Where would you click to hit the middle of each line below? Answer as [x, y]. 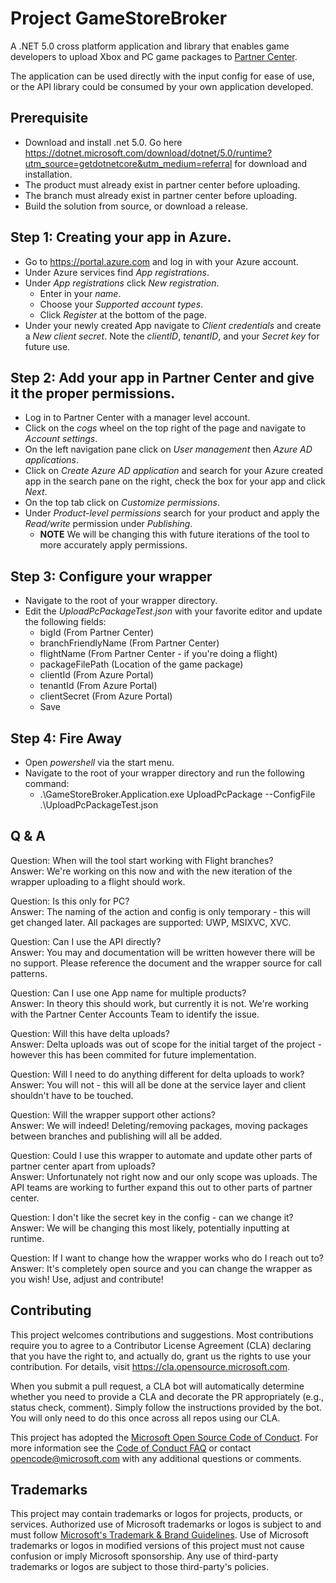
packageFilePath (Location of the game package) [141, 664]
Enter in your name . [80, 293]
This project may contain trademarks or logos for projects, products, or [156, 1514]
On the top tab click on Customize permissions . [122, 503]
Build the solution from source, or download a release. [136, 206]
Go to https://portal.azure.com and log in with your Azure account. [161, 261]
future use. [47, 346]
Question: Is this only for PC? [70, 901]
